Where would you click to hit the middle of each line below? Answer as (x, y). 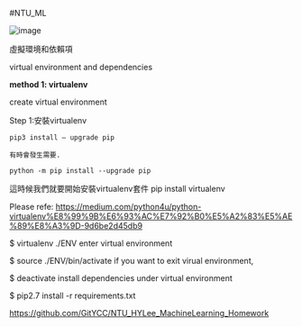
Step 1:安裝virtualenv (48, 120)
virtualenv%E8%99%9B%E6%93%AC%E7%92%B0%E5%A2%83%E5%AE (151, 216)
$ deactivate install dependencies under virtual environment (121, 278)
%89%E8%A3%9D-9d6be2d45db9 (76, 226)
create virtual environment (59, 102)
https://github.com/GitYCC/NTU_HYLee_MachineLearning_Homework (139, 313)
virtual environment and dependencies (81, 67)
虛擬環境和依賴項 (41, 49)
